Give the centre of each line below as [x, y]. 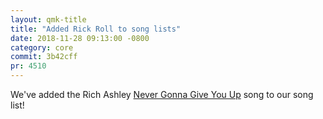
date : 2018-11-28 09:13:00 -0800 [80, 38]
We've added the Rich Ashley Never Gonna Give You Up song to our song [162, 94]
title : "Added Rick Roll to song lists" [96, 29]
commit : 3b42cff [44, 57]
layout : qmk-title [48, 19]
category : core [42, 47]
